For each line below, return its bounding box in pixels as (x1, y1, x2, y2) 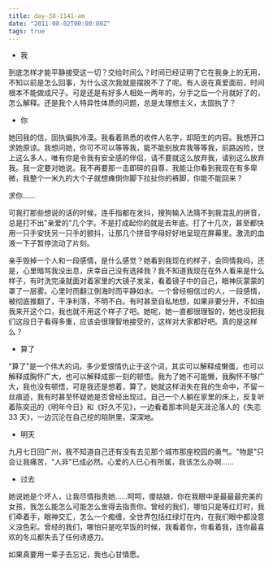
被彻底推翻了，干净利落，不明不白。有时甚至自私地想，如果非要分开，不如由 (8, 296, 265, 306)
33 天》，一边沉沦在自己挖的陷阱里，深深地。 (8, 412, 158, 422)
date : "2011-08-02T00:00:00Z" (8, 20, 111, 28)
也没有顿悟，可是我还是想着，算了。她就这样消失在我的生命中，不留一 (29, 382, 265, 391)
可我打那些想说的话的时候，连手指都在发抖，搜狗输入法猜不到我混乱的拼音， (8, 208, 265, 218)
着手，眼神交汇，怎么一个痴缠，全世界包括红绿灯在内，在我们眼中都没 (22, 512, 258, 521)
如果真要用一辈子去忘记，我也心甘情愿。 (8, 550, 144, 560)
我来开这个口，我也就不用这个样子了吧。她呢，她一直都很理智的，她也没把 (8, 307, 258, 316)
